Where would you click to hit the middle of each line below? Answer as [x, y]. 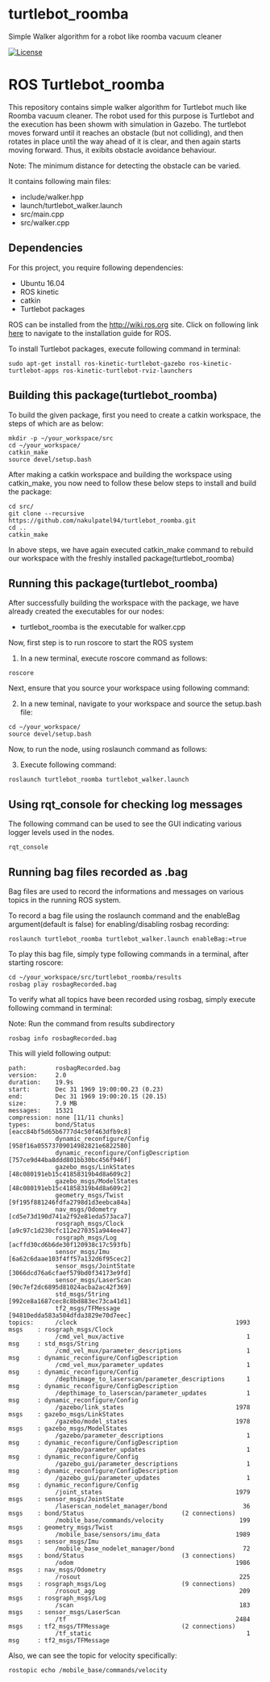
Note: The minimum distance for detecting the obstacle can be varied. [125, 166]
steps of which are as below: [56, 423]
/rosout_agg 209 [153, 1591]
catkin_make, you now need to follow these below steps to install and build [132, 483]
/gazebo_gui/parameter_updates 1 [153, 1478]
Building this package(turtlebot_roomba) [113, 395]
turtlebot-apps [34, 371]
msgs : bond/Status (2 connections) [122, 1513]
